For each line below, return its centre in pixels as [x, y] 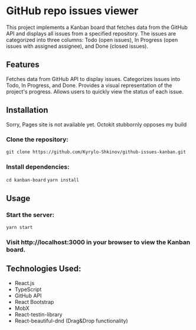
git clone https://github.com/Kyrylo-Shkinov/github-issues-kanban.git [96, 152]
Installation [27, 110]
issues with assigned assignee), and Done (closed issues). [77, 46]
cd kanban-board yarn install [43, 180]
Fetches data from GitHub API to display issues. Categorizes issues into [93, 79]
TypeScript [28, 289]
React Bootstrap [34, 302]
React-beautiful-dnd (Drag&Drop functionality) [71, 321]
